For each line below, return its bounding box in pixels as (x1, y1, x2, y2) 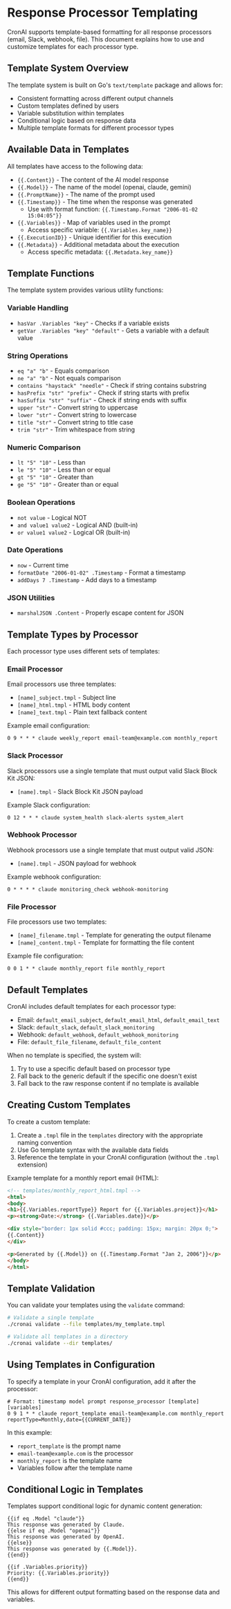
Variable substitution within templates (17, 109, 124, 117)
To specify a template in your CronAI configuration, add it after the (7, 1377, 196, 1386)
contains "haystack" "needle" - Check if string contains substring (17, 381, 207, 389)
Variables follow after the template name (17, 1464, 133, 1472)
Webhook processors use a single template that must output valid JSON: (7, 846, 214, 854)
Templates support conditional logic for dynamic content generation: (7, 1502, 203, 1510)
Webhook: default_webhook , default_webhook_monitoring (17, 1030, 178, 1039)
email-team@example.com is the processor (17, 1449, 133, 1457)
